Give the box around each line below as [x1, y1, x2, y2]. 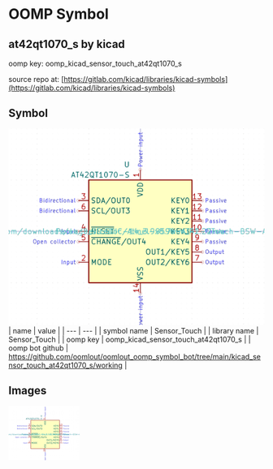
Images [8, 384, 47, 398]
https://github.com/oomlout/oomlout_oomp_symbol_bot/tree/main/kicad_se [8, 352, 262, 362]
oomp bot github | [8, 343, 69, 353]
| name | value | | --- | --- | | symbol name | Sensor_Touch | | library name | [8, 326, 259, 336]
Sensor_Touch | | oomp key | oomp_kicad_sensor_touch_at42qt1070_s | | [8, 334, 251, 345]
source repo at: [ [8, 75, 64, 84]
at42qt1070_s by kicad [8, 37, 126, 51]
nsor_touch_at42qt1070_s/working [8, 360, 123, 370]
